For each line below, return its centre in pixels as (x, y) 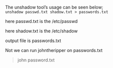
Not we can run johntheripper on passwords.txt (54, 50)
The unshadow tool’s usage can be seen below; (54, 7)
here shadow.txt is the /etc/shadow (41, 31)
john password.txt (36, 60)
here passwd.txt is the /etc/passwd (41, 21)
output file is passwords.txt (33, 40)
